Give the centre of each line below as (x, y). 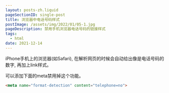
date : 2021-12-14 (24, 43)
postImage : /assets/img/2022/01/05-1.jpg (50, 24)
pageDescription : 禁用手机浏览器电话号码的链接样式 (55, 29)
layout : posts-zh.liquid (32, 10)
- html (17, 39)
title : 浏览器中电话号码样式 (33, 19)
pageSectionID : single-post (35, 15)
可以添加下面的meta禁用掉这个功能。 (44, 76)
